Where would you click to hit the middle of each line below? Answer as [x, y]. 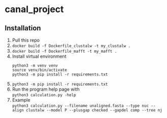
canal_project [34, 9]
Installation [23, 28]
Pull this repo [26, 40]
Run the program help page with [46, 89]
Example [21, 100]
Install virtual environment [39, 56]
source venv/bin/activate [39, 70]
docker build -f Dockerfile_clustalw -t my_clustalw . [71, 46]
